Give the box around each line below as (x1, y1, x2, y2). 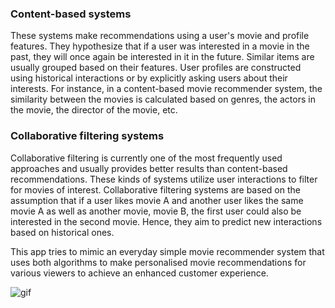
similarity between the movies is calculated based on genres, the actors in (10, 93, 316, 106)
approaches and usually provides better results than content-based (10, 162, 288, 174)
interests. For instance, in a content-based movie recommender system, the (10, 83, 323, 95)
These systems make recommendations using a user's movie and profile (10, 30, 310, 42)
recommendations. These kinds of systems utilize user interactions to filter (10, 173, 318, 185)
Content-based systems (10, 7, 132, 21)
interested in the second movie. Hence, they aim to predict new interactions (10, 215, 323, 227)
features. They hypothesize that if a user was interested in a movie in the (10, 40, 310, 52)
